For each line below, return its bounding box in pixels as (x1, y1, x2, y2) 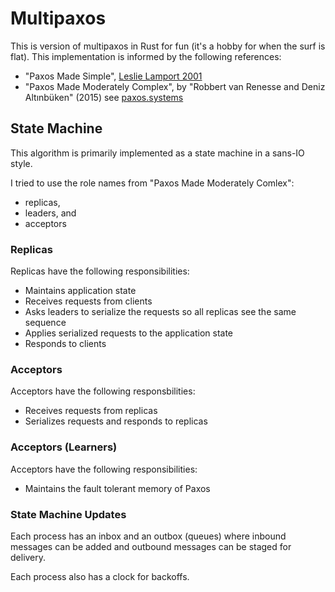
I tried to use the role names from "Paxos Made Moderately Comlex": (10, 177, 295, 189)
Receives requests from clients (24, 295, 153, 307)
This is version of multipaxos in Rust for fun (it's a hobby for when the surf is (10, 40, 326, 52)
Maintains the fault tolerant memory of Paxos (24, 482, 211, 494)
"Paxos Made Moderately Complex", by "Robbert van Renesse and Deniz (24, 80, 326, 92)
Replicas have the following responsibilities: (10, 265, 190, 277)
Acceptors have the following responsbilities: (10, 385, 196, 397)
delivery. (10, 551, 47, 563)
